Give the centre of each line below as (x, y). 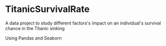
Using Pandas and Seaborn (33, 38)
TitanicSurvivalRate (47, 9)
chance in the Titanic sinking (35, 28)
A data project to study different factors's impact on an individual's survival (83, 23)
